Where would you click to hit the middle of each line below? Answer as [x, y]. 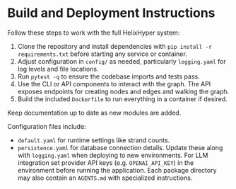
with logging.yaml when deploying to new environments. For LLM [113, 155]
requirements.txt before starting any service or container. [102, 54]
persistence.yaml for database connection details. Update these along [120, 147]
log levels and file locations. [58, 69]
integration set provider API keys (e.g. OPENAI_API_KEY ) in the [106, 162]
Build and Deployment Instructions [111, 13]
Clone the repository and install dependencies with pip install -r [114, 46]
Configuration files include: [47, 126]
